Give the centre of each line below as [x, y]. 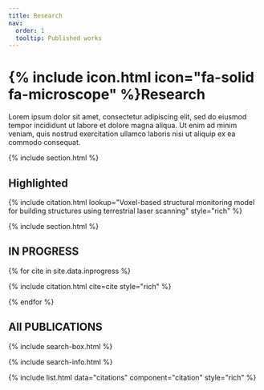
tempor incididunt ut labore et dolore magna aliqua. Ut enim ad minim [123, 126]
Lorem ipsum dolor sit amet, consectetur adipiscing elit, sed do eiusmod [128, 117]
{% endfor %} [31, 302]
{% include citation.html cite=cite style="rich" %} [90, 286]
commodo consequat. [45, 143]
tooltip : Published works [59, 38]
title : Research [35, 16]
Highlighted [38, 183]
